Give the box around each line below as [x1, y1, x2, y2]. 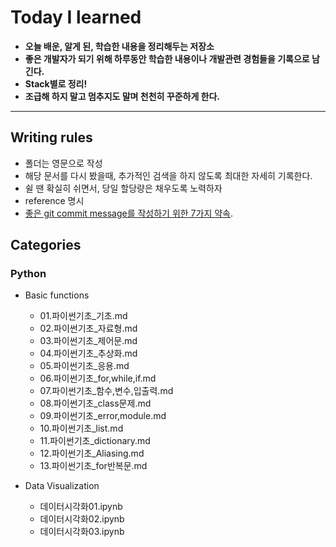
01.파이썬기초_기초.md [39, 310, 128, 322]
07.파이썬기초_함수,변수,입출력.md [39, 385, 174, 397]
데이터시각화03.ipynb [39, 526, 125, 538]
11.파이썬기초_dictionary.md [39, 435, 151, 447]
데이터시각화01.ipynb [39, 501, 123, 513]
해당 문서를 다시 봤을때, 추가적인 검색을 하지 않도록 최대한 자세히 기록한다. [24, 169, 313, 181]
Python [10, 267, 47, 281]
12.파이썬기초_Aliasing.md [39, 447, 145, 460]
